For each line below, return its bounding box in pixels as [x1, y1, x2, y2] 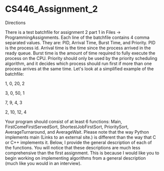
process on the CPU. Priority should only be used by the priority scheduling [5, 55, 158, 61]
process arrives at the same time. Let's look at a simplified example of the [5, 65, 154, 72]
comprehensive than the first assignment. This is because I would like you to [5, 150, 160, 156]
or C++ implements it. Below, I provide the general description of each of [5, 139, 152, 145]
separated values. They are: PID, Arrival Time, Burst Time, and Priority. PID [5, 39, 156, 45]
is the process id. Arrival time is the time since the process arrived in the [5, 45, 151, 51]
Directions [5, 20, 26, 26]
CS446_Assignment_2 [5, 3, 98, 15]
